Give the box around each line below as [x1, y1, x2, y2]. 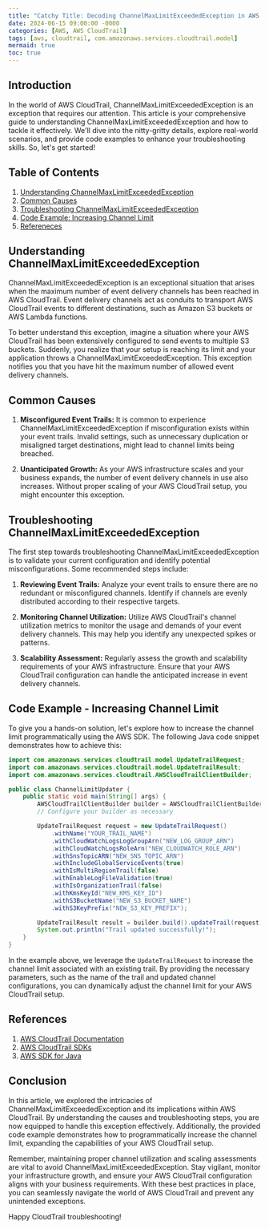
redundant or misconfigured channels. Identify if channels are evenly [19, 588, 248, 598]
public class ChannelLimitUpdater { [8, 785, 130, 794]
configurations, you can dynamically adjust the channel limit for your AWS [8, 981, 252, 990]
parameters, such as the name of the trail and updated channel [8, 972, 216, 982]
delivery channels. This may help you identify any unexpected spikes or [19, 629, 257, 639]
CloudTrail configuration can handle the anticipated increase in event [19, 670, 248, 680]
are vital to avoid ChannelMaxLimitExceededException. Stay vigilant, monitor [8, 1162, 261, 1171]
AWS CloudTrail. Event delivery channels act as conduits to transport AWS [8, 295, 254, 305]
